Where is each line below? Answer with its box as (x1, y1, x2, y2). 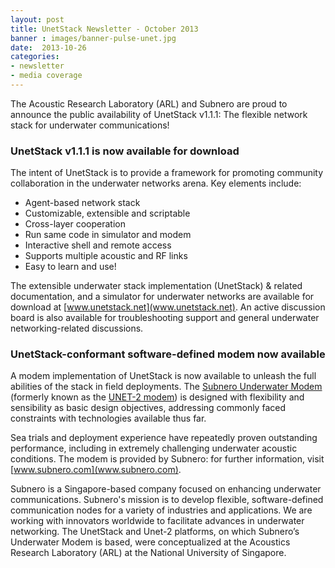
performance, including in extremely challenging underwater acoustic (10, 442, 298, 455)
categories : (10, 52, 60, 62)
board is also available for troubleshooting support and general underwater (10, 312, 320, 324)
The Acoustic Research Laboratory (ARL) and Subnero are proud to (10, 97, 288, 110)
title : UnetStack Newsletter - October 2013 (10, 24, 199, 34)
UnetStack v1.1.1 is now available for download (10, 144, 240, 158)
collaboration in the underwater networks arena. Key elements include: (10, 177, 302, 190)
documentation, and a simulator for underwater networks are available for (10, 291, 315, 303)
